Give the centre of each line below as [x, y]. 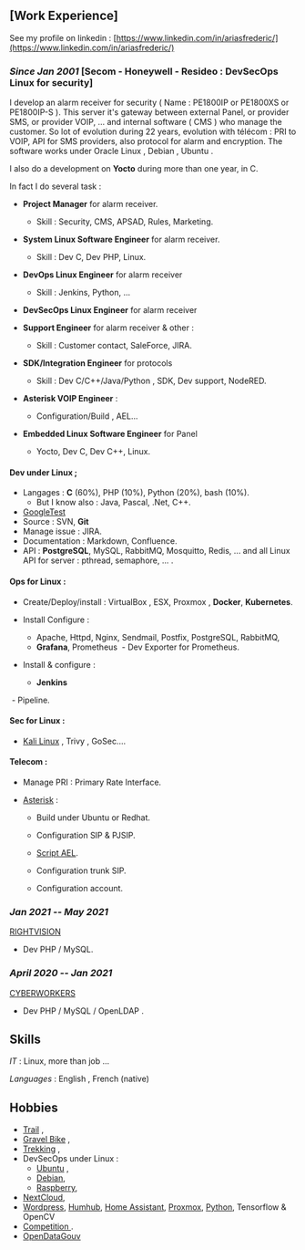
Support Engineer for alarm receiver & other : [108, 328]
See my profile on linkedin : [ [63, 37]
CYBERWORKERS [42, 993]
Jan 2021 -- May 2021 [59, 911]
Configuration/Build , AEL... [87, 416]
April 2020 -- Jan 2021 [61, 974]
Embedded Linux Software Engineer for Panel [110, 434]
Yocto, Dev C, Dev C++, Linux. [93, 452]
